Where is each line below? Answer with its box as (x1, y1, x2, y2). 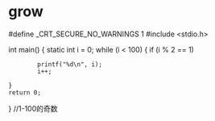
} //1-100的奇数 (8, 103, 58, 113)
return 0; (8, 88, 42, 97)
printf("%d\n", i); (37, 60, 103, 69)
